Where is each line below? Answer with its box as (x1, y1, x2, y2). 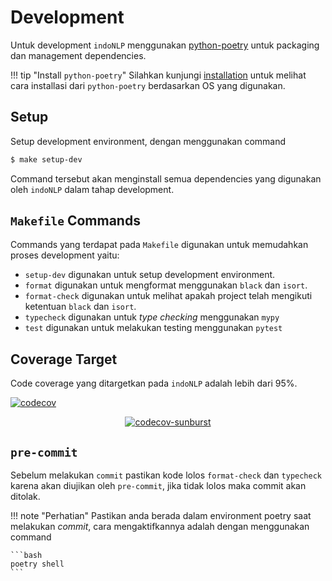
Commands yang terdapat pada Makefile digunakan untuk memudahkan (10, 239, 309, 251)
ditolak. (10, 491, 41, 503)
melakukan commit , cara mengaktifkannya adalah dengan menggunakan (10, 521, 310, 533)
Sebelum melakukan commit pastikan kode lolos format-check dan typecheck (10, 469, 323, 481)
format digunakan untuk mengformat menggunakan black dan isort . (24, 279, 308, 291)
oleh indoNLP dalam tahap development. (10, 183, 175, 195)
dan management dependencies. (10, 49, 147, 61)
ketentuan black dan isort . (24, 301, 137, 313)
